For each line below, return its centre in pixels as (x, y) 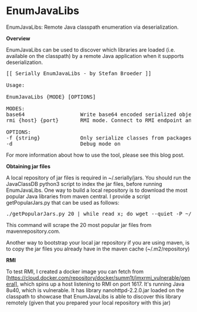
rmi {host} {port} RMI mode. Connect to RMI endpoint (94, 120)
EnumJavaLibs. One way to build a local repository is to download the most (97, 190)
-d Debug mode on (63, 144)
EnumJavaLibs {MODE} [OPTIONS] (51, 97)
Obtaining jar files (28, 166)
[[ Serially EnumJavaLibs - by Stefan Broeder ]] (79, 73)
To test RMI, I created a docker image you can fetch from (75, 272)
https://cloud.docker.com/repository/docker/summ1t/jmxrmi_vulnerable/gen (99, 277)
